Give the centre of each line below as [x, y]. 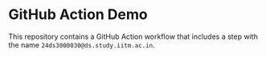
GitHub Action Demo [78, 15]
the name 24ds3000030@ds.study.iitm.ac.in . [82, 44]
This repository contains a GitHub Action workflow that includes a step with [133, 36]
